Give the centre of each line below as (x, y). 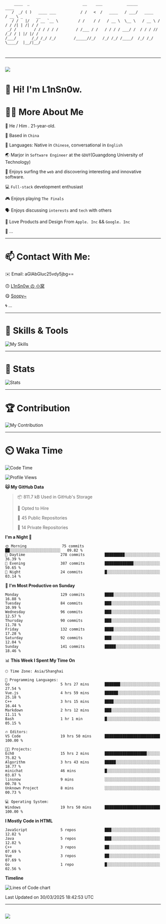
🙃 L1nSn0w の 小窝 (25, 286)
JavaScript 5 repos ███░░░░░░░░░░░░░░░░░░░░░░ (83, 830)
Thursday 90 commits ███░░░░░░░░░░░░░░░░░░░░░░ (83, 621)
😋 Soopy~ (16, 296)
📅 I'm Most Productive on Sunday (40, 586)
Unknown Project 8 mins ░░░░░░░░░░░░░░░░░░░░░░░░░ (83, 788)
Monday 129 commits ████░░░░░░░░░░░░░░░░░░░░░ (83, 595)
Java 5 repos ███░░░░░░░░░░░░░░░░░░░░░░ (83, 839)
